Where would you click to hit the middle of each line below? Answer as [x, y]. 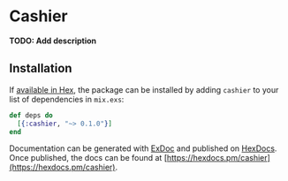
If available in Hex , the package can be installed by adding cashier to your [144, 89]
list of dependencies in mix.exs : [67, 99]
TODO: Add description [53, 41]
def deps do [31, 115]
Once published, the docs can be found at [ [88, 158]
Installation [41, 68]
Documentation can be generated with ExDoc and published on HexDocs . [143, 148]
